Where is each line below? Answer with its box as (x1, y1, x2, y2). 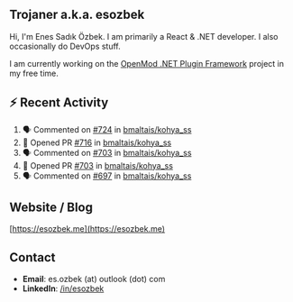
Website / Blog (9, 200, 93, 215)
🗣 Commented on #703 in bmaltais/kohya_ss (22, 147, 192, 158)
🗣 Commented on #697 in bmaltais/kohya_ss (22, 170, 192, 181)
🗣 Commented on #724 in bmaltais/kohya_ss (22, 124, 192, 134)
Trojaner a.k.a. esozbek (9, 7, 145, 23)
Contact (9, 250, 56, 265)
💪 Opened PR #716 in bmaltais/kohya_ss (22, 137, 172, 148)
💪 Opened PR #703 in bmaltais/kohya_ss (22, 160, 174, 170)
